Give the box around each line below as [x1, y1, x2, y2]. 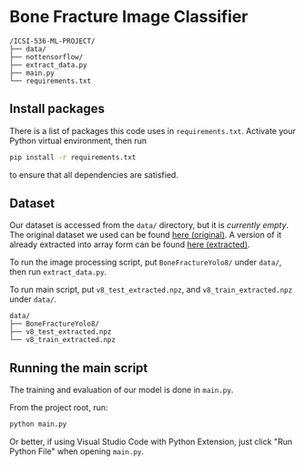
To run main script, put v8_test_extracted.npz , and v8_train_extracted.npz [9, 285, 293, 295]
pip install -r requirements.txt [9, 152, 137, 161]
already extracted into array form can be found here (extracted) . [9, 239, 250, 250]
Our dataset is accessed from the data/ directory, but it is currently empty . [9, 220, 290, 231]
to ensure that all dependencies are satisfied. [9, 169, 179, 180]
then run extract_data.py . [9, 266, 107, 277]
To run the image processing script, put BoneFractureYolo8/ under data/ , [9, 257, 282, 268]
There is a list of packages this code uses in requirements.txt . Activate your [9, 125, 296, 136]
